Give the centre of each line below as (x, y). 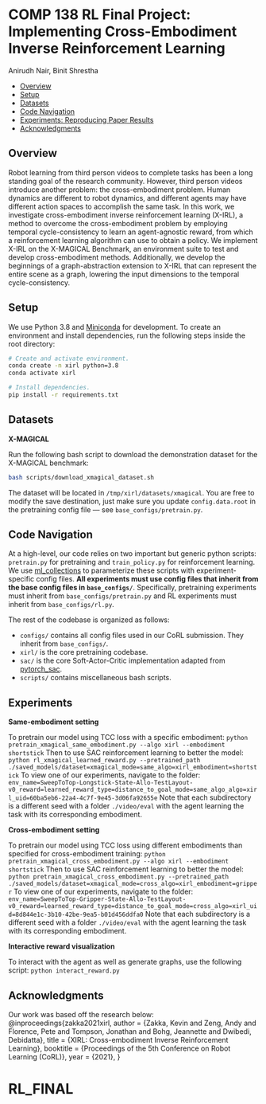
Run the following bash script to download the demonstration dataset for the (133, 454)
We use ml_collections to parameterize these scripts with (101, 570)
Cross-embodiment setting (54, 830)
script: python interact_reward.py (64, 970)
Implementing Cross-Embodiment (123, 31)
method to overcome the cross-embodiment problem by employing (118, 223)
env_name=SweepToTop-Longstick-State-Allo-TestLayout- (101, 783)
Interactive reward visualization (62, 946)
